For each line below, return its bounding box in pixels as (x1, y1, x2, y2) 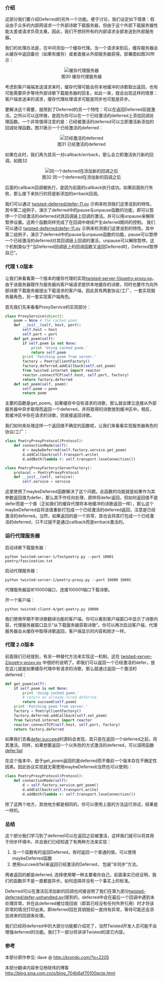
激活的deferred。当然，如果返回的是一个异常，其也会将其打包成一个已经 (5, 513, 150, 519)
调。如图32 (5, 158, 28, 164)
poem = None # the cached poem (14, 318, 77, 323)
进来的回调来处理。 (9, 913, 48, 919)
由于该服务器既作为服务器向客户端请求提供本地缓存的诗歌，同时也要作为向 (5, 281, 154, 287)
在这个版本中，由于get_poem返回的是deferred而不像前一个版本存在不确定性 (5, 758, 157, 764)
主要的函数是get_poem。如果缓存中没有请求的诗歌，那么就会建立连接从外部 (5, 400, 157, 406)
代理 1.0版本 (5, 263, 33, 270)
